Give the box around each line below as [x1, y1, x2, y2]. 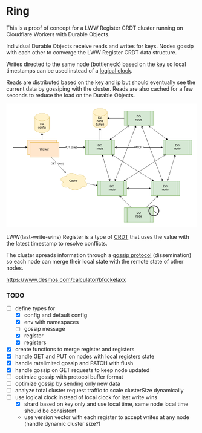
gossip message [24, 325, 65, 333]
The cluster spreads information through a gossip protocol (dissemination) [6, 251, 192, 258]
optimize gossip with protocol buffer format [15, 373, 123, 380]
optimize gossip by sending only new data [15, 380, 120, 387]
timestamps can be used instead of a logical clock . [6, 67, 133, 74]
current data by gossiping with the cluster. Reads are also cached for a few [6, 85, 194, 92]
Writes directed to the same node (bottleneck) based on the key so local [6, 60, 186, 68]
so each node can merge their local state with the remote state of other [6, 258, 184, 265]
